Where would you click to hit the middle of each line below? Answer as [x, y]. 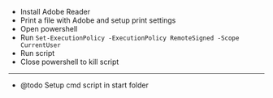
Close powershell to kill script [69, 62]
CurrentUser [40, 45]
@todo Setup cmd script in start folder [84, 85]
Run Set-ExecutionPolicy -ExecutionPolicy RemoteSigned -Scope [130, 37]
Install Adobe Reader [55, 12]
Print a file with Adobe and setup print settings [98, 20]
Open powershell [49, 29]
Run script [37, 53]
